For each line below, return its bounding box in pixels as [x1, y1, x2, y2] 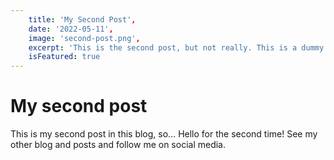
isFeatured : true [28, 52, 101, 62]
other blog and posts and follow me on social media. [10, 139, 227, 151]
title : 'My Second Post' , [28, 14, 137, 25]
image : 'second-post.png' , [28, 33, 141, 43]
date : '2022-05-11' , [28, 24, 114, 34]
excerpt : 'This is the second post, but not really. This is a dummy [28, 42, 325, 53]
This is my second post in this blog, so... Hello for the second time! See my [10, 128, 318, 140]
